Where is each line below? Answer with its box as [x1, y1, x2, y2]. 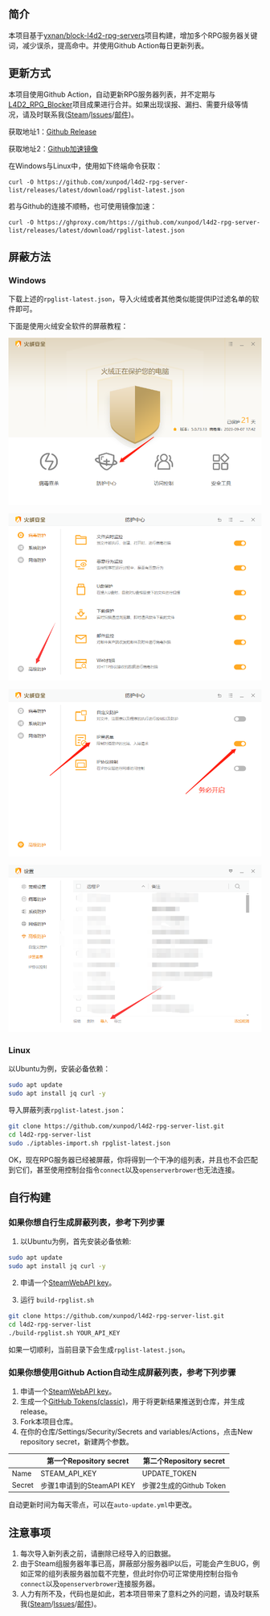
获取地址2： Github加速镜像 [8, 143, 99, 153]
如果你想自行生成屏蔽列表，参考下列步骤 [8, 1216, 165, 1228]
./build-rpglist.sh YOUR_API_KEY [8, 1328, 121, 1337]
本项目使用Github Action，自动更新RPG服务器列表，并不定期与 [8, 89, 216, 99]
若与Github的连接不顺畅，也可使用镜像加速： [8, 201, 157, 211]
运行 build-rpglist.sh [19, 1295, 95, 1304]
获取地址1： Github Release [8, 126, 97, 136]
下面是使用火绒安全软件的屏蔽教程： [8, 321, 129, 331]
